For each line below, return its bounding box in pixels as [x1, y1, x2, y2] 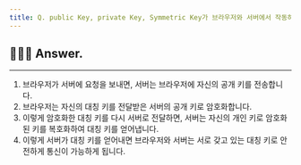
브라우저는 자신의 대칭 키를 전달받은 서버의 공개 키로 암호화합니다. [21, 102, 253, 112]
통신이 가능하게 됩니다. [46, 146, 126, 157]
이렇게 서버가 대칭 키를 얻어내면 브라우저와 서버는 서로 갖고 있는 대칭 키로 [21, 135, 279, 145]
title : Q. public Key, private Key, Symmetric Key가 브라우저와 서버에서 [9, 12, 271, 22]
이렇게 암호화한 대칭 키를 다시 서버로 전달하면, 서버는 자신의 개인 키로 [21, 112, 264, 123]
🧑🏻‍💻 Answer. [9, 46, 83, 62]
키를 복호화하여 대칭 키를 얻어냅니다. [31, 124, 159, 135]
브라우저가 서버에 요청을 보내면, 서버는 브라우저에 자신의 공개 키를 [21, 79, 253, 90]
